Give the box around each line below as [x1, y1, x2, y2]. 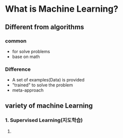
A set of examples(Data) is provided [12, 77, 84, 83]
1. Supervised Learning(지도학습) [5, 117, 83, 124]
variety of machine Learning [5, 101, 93, 110]
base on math [12, 54, 40, 59]
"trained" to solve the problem [12, 82, 73, 88]
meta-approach [12, 87, 44, 93]
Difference [5, 66, 31, 73]
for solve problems [12, 48, 50, 54]
